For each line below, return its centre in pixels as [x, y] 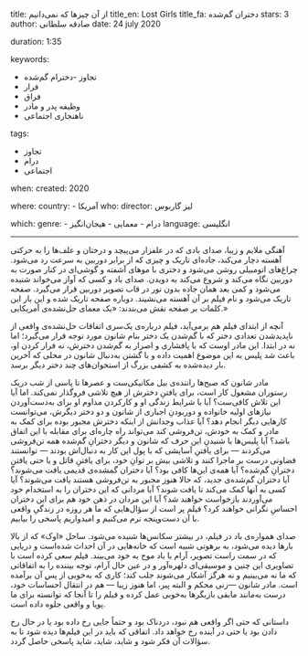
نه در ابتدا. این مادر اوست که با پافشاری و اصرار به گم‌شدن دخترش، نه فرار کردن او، [153, 345]
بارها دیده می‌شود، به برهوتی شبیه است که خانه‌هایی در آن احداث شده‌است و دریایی [152, 545]
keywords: [30, 59]
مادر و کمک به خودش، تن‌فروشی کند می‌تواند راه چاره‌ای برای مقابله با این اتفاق [145, 431]
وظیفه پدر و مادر [52, 106]
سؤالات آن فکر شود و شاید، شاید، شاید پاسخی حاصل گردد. [111, 641]
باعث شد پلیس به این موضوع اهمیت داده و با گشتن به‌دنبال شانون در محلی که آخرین [153, 355]
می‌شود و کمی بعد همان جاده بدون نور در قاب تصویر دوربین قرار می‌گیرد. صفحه [146, 289]
